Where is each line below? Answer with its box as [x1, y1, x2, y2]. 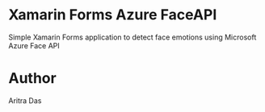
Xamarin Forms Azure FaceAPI [8, 6, 217, 24]
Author [8, 69, 57, 88]
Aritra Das [8, 95, 42, 106]
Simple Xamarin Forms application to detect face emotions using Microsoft [8, 32, 257, 42]
